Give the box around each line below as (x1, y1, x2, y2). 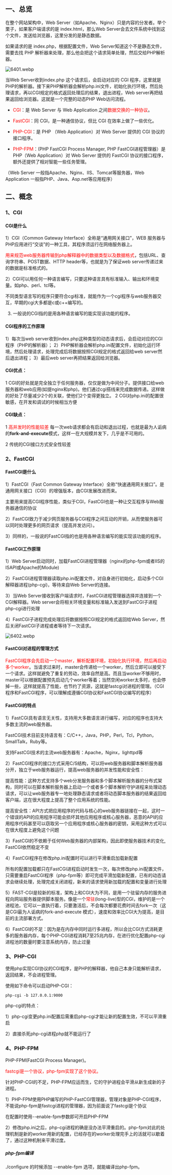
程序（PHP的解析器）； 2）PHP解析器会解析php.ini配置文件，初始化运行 (5, 342, 156, 348)
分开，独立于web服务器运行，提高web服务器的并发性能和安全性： (5, 766, 144, 773)
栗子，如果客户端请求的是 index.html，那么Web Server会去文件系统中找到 (5, 26, 161, 32)
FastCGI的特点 (5, 702, 36, 709)
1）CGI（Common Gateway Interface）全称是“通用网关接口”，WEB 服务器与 (5, 235, 166, 241)
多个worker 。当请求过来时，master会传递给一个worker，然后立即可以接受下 (5, 664, 166, 670)
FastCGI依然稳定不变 (5, 844, 50, 850)
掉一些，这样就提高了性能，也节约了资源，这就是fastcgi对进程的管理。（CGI (5, 683, 165, 690)
